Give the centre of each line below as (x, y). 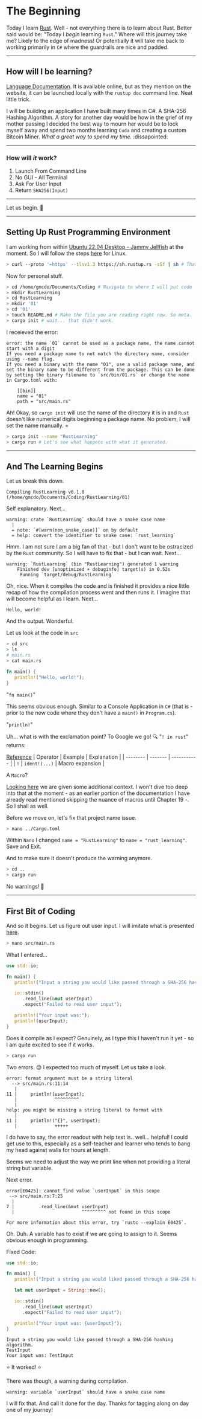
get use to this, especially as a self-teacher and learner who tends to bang (98, 1144)
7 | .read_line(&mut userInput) (58, 1206)
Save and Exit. (24, 846)
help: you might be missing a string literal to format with (84, 1110)
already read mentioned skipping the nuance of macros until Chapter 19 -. (98, 799)
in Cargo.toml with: (32, 380)
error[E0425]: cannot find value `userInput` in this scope (83, 1191)
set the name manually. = (38, 425)
